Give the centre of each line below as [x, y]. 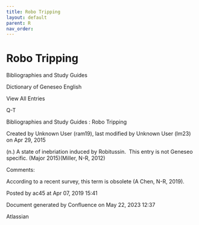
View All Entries [26, 99]
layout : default [27, 17]
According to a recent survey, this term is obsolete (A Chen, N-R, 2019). [96, 182]
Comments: [21, 170]
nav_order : [20, 29]
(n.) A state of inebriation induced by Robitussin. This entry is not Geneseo [99, 152]
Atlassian [17, 217]
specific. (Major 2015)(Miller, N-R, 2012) [56, 158]
